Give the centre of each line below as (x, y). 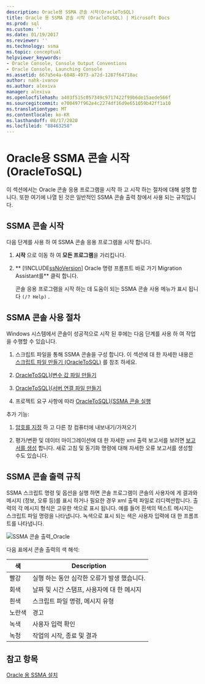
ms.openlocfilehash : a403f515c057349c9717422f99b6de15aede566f (89, 98)
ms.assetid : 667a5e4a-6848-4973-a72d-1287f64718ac (72, 75)
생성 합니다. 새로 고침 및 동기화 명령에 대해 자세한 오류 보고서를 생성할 (110, 448)
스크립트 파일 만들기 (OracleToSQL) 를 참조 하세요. (76, 362)
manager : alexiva (28, 92)
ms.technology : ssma (33, 47)
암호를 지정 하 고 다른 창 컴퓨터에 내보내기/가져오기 (76, 427)
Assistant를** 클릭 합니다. (47, 275)
